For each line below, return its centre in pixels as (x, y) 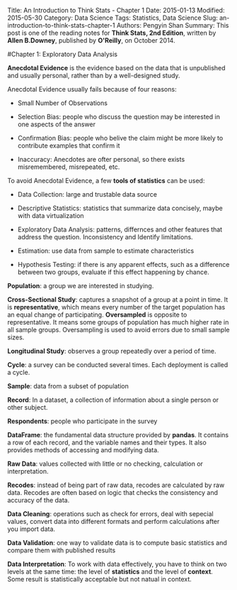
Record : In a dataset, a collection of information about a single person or (113, 400)
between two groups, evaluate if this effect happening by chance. (114, 272)
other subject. (28, 407)
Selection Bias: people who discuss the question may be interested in (119, 117)
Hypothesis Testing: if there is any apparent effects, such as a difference (123, 264)
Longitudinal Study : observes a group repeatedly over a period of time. (112, 351)
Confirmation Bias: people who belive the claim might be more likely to (120, 138)
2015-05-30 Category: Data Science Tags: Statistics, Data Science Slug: (112, 18)
